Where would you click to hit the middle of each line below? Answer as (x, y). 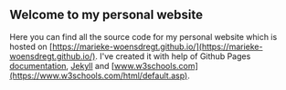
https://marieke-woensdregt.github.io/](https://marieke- (157, 46)
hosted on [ (31, 46)
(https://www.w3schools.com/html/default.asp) (99, 75)
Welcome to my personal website (106, 15)
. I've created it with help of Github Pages (173, 56)
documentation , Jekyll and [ (62, 65)
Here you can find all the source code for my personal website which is (143, 36)
